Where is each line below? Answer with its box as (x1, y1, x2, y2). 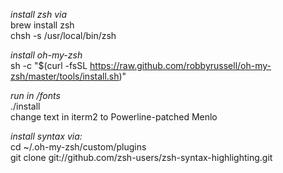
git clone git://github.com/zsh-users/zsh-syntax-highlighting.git (10, 152, 273, 163)
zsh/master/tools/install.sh (10, 70, 120, 82)
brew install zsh (10, 19, 75, 31)
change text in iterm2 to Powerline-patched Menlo (10, 111, 218, 123)
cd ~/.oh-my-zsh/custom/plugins (10, 141, 147, 153)
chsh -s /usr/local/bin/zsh (10, 30, 117, 41)
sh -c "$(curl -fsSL (10, 60, 88, 71)
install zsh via (10, 9, 68, 20)
